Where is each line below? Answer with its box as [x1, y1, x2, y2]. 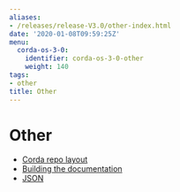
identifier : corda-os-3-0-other [25, 54, 144, 63]
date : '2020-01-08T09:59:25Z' [9, 29, 121, 38]
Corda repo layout [21, 154, 88, 165]
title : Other [9, 87, 57, 96]
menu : [9, 37, 29, 47]
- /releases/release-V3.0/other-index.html [9, 21, 172, 30]
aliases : [9, 12, 41, 22]
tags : [9, 71, 29, 80]
